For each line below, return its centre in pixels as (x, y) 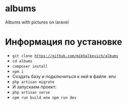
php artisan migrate (33, 82)
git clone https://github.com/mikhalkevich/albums (65, 56)
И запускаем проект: (34, 87)
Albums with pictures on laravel (37, 22)
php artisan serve (31, 92)
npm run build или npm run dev (44, 98)
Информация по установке (63, 42)
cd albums (22, 61)
